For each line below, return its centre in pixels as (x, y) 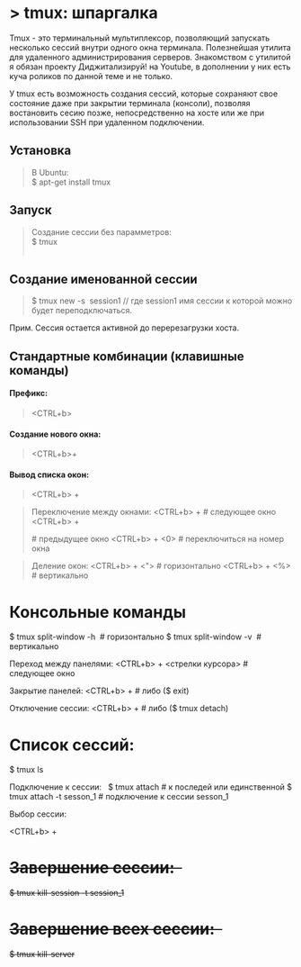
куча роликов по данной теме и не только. (91, 76)
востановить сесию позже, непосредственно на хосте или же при (137, 113)
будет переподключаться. (82, 311)
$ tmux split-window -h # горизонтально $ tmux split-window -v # (136, 637)
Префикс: (28, 393)
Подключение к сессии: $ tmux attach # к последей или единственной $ (151, 787)
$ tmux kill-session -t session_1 (67, 893)
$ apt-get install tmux (71, 182)
